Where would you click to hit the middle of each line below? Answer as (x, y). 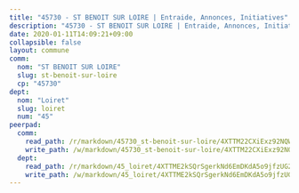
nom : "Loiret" (43, 100)
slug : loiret (41, 109)
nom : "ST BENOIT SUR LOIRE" (69, 68)
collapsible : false (45, 42)
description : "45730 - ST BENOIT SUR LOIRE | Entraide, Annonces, (135, 26)
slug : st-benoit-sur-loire (67, 76)
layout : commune (39, 51)
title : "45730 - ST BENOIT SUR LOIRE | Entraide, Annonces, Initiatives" (149, 17)
